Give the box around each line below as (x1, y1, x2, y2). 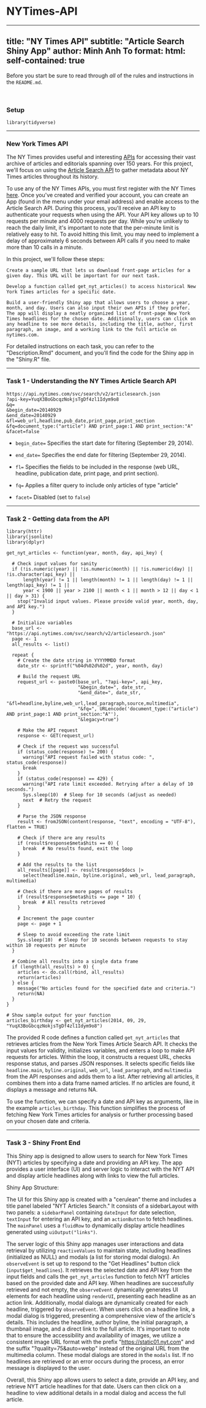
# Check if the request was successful (17, 743, 120, 749)
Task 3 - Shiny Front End (6, 1138, 81, 1147)
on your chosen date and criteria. (6, 1117, 91, 1125)
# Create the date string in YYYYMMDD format (17, 657, 136, 663)
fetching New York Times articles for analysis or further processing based (6, 1111, 193, 1118)
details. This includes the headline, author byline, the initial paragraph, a (6, 1319, 188, 1326)
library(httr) (6, 528, 43, 534)
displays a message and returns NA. (6, 1085, 98, 1093)
